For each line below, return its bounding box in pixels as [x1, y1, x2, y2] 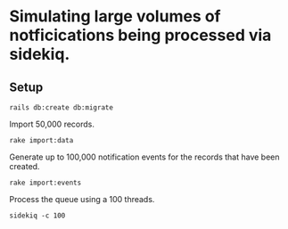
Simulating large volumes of [9, 6, 221, 27]
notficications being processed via [9, 25, 272, 45]
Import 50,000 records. [9, 119, 95, 129]
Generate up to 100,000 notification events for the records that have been [9, 151, 280, 162]
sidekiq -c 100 [9, 211, 66, 220]
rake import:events [9, 178, 82, 187]
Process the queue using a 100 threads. [9, 194, 155, 204]
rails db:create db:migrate [9, 103, 114, 112]
